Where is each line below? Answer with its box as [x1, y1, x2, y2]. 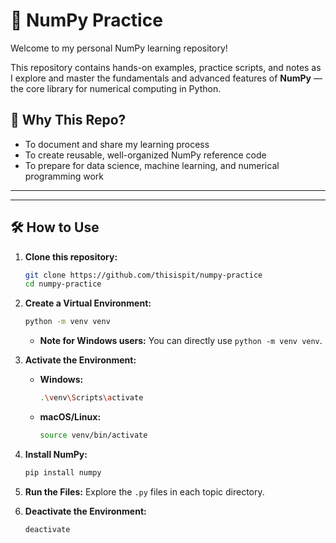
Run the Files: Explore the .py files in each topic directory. [24, 485, 265, 498]
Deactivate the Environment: [24, 505, 147, 517]
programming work [24, 170, 105, 182]
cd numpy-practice [24, 279, 102, 289]
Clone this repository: [24, 250, 118, 263]
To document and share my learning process [24, 138, 210, 150]
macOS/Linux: [39, 411, 102, 423]
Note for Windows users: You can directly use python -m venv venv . [39, 335, 323, 347]
